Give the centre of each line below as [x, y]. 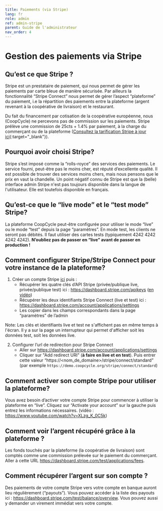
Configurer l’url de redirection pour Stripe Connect [63, 345]
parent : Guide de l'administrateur [41, 28]
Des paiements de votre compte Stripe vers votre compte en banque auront [81, 488]
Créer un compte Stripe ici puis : [45, 279]
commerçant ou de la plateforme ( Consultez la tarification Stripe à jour [76, 131]
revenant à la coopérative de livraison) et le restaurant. [60, 107]
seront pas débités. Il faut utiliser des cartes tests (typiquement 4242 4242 [80, 235]
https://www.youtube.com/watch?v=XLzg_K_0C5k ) [56, 416]
